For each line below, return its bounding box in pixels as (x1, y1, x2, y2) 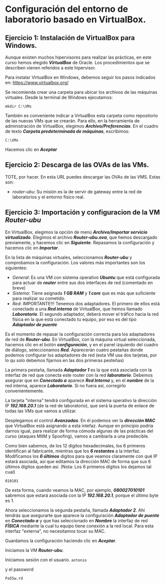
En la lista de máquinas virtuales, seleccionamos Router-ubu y (5, 254, 132, 260)
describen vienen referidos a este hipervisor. (5, 65, 96, 71)
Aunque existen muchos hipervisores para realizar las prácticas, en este (5, 54, 152, 60)
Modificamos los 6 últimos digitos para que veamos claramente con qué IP (5, 453, 158, 459)
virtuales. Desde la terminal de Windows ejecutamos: (5, 95, 113, 100)
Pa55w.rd (5, 576, 23, 581)
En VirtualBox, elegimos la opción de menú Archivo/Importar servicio (5, 229, 148, 235)
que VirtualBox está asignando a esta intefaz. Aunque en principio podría (5, 423, 154, 429)
